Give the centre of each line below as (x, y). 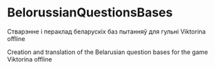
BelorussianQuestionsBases (90, 13)
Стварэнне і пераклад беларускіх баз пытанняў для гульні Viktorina (106, 31)
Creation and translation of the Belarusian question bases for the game (107, 52)
